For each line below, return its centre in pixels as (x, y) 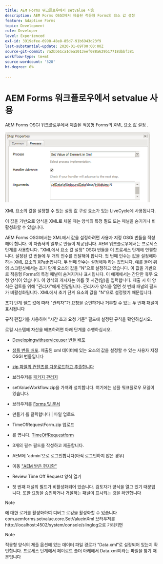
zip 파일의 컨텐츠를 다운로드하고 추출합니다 (53, 367)
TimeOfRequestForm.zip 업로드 (43, 425)
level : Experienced (25, 36)
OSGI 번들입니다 (28, 356)
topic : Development (25, 26)
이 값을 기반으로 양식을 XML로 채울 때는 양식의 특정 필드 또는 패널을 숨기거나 (78, 221)
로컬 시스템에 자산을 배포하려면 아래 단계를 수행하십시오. (59, 330)
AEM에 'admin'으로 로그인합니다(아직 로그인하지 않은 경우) (68, 456)
